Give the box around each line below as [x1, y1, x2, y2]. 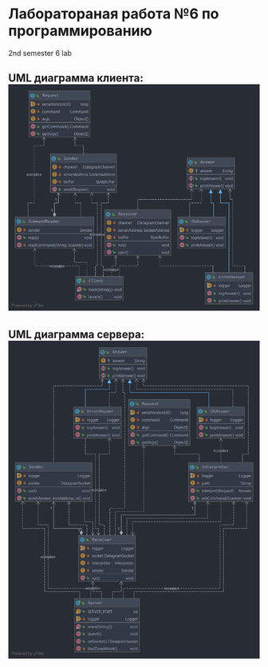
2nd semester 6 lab [8, 48, 72, 58]
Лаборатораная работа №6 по [8, 5, 219, 23]
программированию [8, 22, 153, 40]
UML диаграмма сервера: [8, 327, 145, 341]
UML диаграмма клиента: [8, 71, 144, 85]
